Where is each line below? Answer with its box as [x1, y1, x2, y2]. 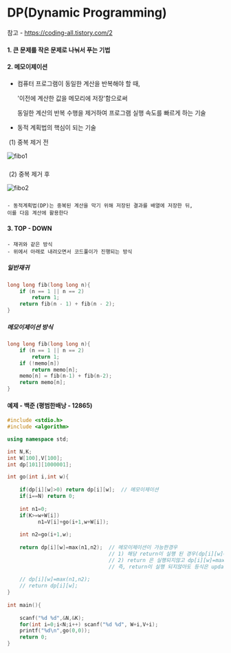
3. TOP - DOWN [7, 224, 52, 232]
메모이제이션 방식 [7, 323, 54, 331]
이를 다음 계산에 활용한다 [7, 210, 69, 217]
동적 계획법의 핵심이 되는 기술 [16, 123, 96, 132]
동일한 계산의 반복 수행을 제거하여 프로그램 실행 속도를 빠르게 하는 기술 [16, 108, 206, 117]
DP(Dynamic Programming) [7, 5, 167, 21]
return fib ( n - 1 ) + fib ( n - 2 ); [19, 301, 115, 308]
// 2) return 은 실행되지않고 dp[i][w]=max [109, 556, 225, 563]
